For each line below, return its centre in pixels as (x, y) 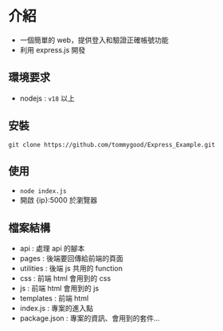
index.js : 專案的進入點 (57, 309)
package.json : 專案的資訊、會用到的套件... (90, 318)
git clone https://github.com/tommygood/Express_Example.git (112, 144)
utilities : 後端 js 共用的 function (71, 269)
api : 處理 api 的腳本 (52, 249)
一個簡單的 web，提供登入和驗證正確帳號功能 (94, 40)
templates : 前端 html (54, 298)
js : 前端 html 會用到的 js (59, 289)
